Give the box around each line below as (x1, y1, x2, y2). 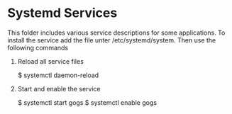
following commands (7, 43, 69, 52)
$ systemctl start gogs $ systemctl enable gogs (17, 98, 158, 107)
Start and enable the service (17, 84, 101, 93)
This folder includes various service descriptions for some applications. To (7, 28, 226, 37)
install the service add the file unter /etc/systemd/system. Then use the (7, 35, 216, 44)
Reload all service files (17, 57, 84, 65)
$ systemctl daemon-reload (17, 71, 99, 79)
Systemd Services (7, 5, 118, 21)
